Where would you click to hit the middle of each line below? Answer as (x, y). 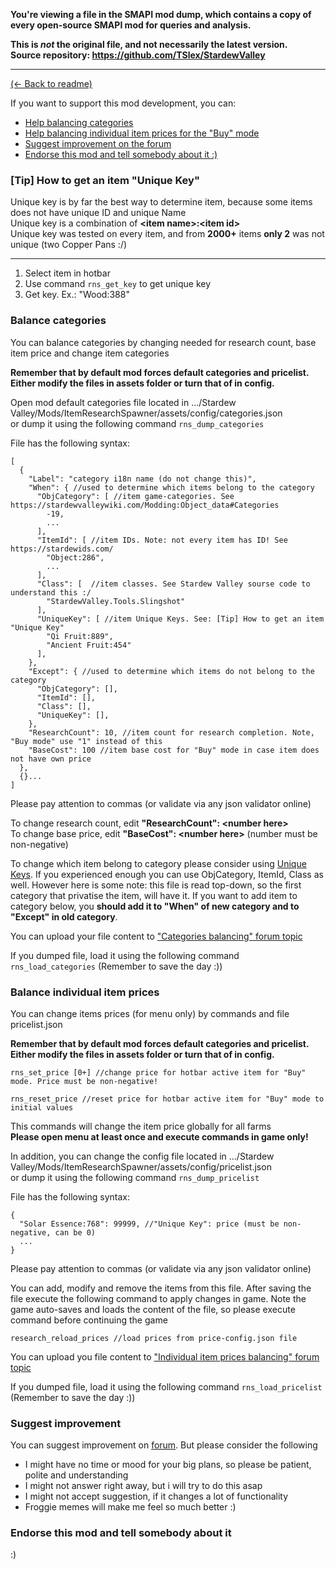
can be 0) (75, 1232)
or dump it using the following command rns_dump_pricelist (135, 1177)
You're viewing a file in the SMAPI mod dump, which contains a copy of (161, 14)
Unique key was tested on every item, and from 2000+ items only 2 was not (167, 234)
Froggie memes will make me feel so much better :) (130, 1507)
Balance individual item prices (85, 992)
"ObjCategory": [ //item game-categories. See (135, 496)
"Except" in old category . (64, 916)
